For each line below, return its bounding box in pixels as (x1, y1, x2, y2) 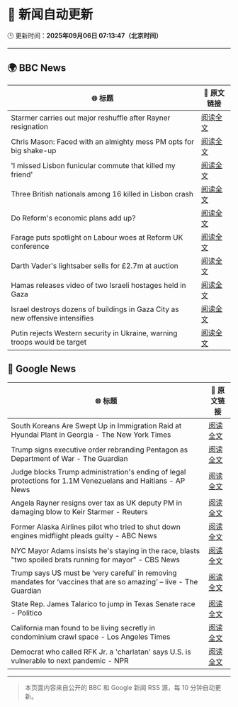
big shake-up (11, 145, 57, 155)
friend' (11, 169, 33, 179)
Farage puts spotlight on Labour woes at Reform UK (11, 232, 183, 242)
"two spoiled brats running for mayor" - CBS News (11, 555, 181, 564)
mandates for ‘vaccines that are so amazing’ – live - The (11, 577, 198, 586)
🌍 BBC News (7, 62, 67, 74)
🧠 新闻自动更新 (7, 6, 93, 23)
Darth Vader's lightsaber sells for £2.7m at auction (11, 260, 178, 270)
